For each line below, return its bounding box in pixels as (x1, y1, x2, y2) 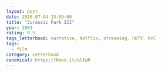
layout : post (6, 8, 38, 15)
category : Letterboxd (6, 52, 59, 57)
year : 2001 (6, 24, 33, 31)
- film (11, 46, 28, 52)
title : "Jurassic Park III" (6, 19, 75, 25)
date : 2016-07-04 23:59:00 (6, 14, 72, 20)
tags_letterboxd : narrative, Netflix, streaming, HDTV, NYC (6, 35, 157, 41)
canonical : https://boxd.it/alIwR (6, 57, 91, 63)
